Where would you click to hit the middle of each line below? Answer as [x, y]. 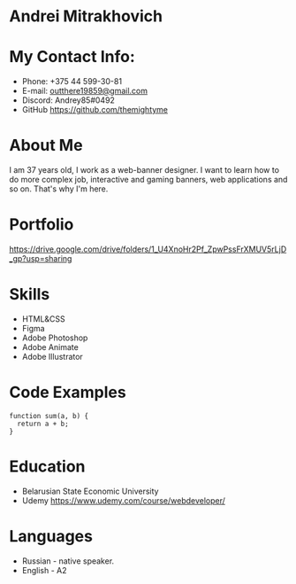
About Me [46, 146]
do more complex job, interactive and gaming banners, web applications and [148, 180]
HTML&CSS [44, 319]
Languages [51, 536]
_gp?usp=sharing [41, 258]
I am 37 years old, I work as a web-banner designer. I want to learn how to [144, 170]
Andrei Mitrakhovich [86, 16]
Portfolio [42, 225]
